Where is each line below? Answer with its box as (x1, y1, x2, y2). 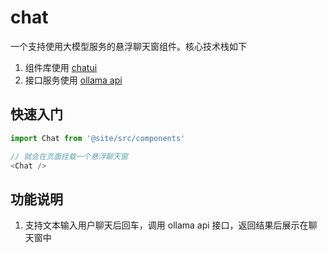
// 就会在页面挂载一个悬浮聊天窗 (10, 151, 128, 161)
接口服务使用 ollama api (24, 74, 123, 86)
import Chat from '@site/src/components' (10, 133, 186, 143)
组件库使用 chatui (24, 61, 98, 73)
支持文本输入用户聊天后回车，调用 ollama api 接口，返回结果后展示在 (24, 219, 309, 231)
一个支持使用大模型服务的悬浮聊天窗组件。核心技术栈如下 (10, 40, 247, 52)
